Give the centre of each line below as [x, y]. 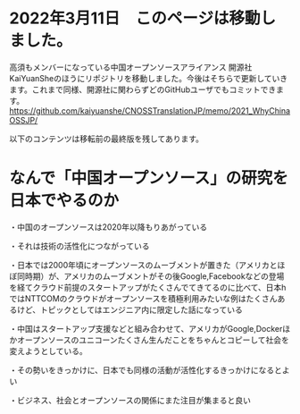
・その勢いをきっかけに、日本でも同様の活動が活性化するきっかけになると [146, 370]
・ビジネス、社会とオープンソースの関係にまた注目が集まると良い [130, 400]
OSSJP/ [24, 120]
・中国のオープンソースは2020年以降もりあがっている [108, 227]
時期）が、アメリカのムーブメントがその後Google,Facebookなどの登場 [154, 276]
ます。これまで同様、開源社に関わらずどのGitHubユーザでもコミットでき [143, 89]
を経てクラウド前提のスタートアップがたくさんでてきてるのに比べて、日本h [148, 287]
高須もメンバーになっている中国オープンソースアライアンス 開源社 [131, 67]
